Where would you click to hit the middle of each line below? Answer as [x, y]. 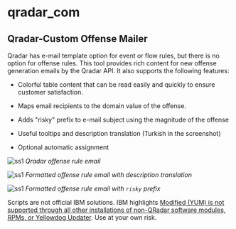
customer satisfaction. [50, 92]
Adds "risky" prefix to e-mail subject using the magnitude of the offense [123, 119]
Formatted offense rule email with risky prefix [93, 188]
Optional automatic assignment [63, 147]
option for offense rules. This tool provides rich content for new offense [112, 63]
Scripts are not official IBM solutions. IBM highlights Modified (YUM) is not [116, 202]
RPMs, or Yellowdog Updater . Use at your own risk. [82, 217]
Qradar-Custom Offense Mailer [77, 39]
